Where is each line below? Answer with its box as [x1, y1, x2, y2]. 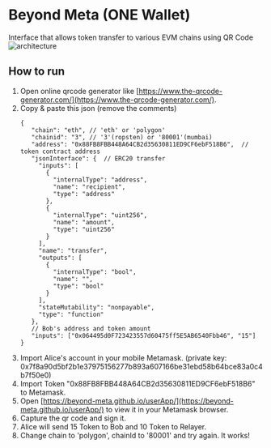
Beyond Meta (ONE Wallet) [8, 6, 191, 24]
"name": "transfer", [38, 246, 108, 254]
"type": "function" [38, 310, 104, 318]
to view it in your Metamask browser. [105, 404, 229, 414]
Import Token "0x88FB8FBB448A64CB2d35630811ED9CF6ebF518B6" [19, 378, 256, 388]
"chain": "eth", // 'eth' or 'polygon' [31, 126, 166, 134]
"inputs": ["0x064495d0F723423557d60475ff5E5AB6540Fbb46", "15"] [31, 331, 256, 339]
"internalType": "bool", [53, 267, 137, 276]
